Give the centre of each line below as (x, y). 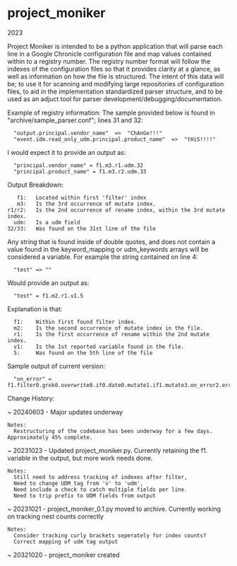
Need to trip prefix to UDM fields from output (85, 496)
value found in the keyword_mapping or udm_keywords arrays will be (108, 249)
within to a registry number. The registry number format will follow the (109, 61)
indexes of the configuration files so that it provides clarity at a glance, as (114, 69)
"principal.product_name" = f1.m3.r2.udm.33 (80, 171)
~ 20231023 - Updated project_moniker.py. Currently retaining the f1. (108, 450)
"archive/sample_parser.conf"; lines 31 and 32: (75, 120)
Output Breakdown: (36, 185)
